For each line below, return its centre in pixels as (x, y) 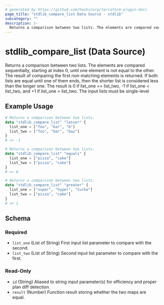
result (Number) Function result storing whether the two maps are (79, 292)
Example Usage (29, 106)
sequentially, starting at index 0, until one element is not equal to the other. (80, 71)
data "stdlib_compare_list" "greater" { (47, 185)
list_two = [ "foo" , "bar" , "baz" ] (44, 131)
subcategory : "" (21, 19)
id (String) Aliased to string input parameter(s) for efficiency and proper (84, 282)
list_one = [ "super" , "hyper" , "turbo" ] (51, 190)
